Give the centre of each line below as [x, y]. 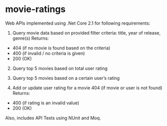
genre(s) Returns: [31, 38]
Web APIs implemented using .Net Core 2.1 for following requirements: [78, 23]
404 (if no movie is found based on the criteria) [61, 48]
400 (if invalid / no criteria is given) [49, 53]
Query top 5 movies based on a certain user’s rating [66, 78]
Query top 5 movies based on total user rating [60, 68]
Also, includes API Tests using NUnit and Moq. [53, 118]
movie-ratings [36, 9]
